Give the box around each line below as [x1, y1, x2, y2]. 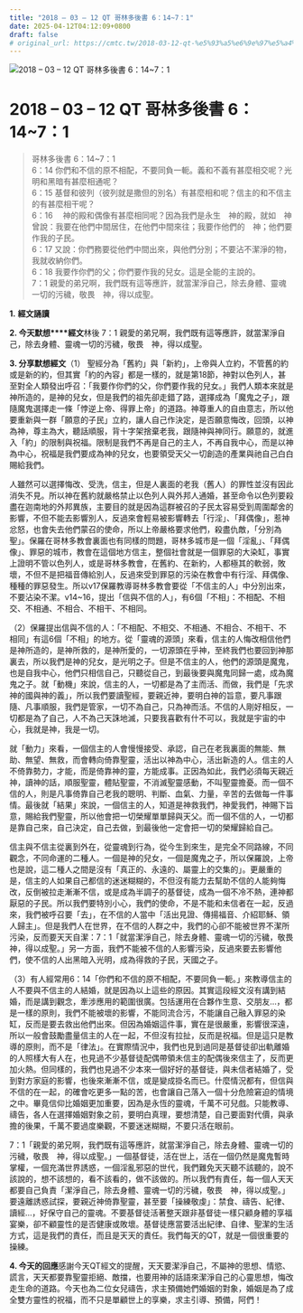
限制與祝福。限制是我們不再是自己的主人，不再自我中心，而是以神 [48, 437, 294, 448]
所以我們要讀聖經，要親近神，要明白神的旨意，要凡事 [76, 690, 274, 701]
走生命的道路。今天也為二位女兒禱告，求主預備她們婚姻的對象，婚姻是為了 [9, 1283, 286, 1294]
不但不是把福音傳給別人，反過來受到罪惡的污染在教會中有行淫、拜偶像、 [24, 569, 294, 580]
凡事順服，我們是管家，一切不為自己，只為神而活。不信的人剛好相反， [24, 701, 286, 712]
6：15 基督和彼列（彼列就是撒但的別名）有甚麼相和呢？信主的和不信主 [31, 187, 292, 199]
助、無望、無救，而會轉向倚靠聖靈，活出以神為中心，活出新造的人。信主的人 [9, 755, 294, 765]
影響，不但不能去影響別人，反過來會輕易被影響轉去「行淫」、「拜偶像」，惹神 [9, 512, 290, 524]
